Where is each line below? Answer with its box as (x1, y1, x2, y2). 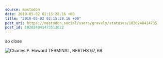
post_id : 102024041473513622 (5, 25, 64, 30)
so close (5, 38, 22, 44)
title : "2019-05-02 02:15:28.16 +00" (5, 16, 81, 21)
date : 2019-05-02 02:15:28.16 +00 (5, 12, 75, 16)
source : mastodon (5, 7, 40, 12)
